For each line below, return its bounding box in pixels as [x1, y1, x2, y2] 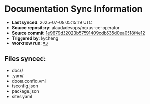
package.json [11, 88, 40, 94]
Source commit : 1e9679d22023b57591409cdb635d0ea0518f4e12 [11, 30, 145, 36]
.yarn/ [11, 72, 24, 79]
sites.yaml [11, 93, 32, 99]
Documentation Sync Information [4, 3, 143, 15]
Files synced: [4, 55, 46, 63]
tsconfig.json [11, 83, 38, 89]
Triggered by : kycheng [11, 35, 59, 41]
